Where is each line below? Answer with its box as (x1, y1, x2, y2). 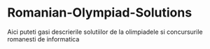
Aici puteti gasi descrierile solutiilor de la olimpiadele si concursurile (7, 28, 203, 36)
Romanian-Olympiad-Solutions (7, 5, 192, 21)
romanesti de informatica (7, 35, 80, 43)
